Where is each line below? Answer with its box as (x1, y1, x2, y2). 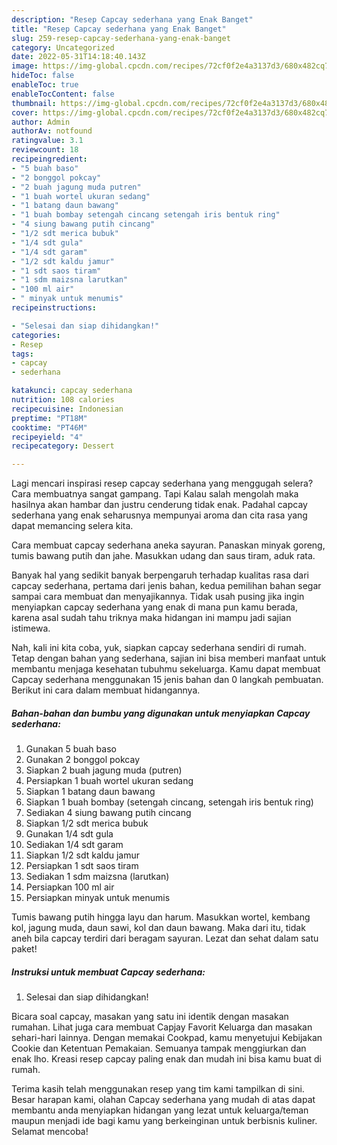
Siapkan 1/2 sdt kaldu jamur (25, 849, 141, 861)
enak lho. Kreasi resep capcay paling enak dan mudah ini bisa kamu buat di (11, 1053, 322, 1065)
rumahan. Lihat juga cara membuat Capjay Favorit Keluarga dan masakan (11, 1021, 313, 1033)
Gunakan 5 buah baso (25, 743, 117, 755)
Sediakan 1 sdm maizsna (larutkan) (25, 871, 170, 883)
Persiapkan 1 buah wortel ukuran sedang (25, 775, 194, 787)
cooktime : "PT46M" (11, 422, 88, 433)
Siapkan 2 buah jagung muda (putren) (25, 764, 183, 776)
